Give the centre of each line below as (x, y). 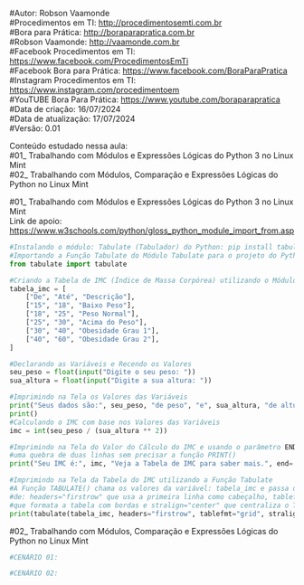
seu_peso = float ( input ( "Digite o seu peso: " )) (103, 373)
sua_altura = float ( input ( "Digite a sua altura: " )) (111, 381)
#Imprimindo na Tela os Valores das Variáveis (99, 397)
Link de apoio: (36, 221)
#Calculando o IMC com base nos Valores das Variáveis (115, 422)
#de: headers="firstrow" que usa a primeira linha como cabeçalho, (139, 496)
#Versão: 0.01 (35, 128)
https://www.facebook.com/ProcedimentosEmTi (99, 61)
